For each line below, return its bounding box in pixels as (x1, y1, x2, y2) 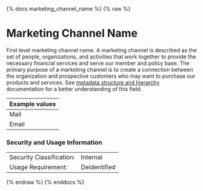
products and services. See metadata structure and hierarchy (6, 78, 160, 86)
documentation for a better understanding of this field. (6, 85, 142, 92)
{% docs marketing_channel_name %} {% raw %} (6, 5, 131, 12)
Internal (81, 153, 103, 162)
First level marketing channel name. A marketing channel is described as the (6, 46, 197, 54)
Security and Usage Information (6, 138, 102, 147)
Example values (9, 100, 56, 108)
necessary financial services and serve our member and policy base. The (6, 59, 190, 66)
